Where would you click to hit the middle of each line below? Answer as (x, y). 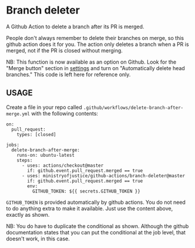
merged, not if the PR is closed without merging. (65, 50)
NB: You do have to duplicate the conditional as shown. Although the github (97, 226)
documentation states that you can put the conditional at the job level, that (96, 232)
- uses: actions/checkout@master (63, 166)
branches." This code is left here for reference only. (68, 74)
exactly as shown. (28, 214)
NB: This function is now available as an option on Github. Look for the (91, 62)
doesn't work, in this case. (38, 239)
